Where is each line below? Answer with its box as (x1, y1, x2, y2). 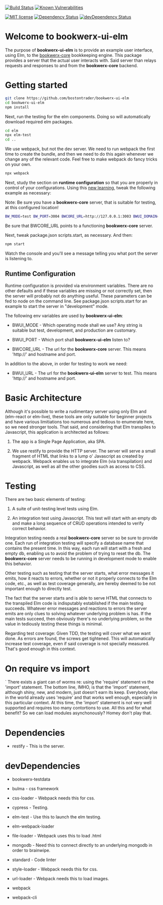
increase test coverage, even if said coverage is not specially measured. (5, 641, 149, 647)
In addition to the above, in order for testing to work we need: (5, 360, 128, 367)
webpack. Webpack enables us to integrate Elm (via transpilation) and (12, 458, 152, 464)
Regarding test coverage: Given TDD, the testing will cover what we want (5, 630, 151, 637)
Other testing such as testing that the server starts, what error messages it (5, 570, 154, 576)
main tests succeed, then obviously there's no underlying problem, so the (5, 616, 152, 622)
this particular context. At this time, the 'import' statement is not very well (5, 700, 152, 706)
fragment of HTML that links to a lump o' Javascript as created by (12, 453, 144, 459)
